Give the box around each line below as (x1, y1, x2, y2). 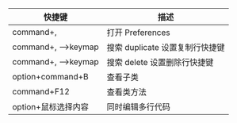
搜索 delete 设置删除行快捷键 (106, 57, 214, 67)
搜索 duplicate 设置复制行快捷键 (106, 42, 225, 52)
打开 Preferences (106, 27, 170, 38)
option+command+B (12, 71, 89, 82)
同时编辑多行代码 (106, 102, 170, 112)
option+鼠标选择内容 (12, 102, 89, 112)
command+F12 (12, 86, 70, 97)
